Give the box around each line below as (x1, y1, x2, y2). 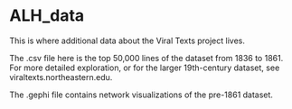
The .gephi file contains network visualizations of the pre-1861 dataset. (9, 89, 274, 100)
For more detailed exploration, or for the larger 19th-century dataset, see (9, 62, 280, 73)
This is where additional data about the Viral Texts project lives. (9, 35, 246, 46)
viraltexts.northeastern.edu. (9, 71, 113, 82)
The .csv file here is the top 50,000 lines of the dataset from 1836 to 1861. (9, 52, 284, 63)
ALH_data (9, 5, 85, 26)
